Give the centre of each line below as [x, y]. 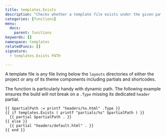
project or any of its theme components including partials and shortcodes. [81, 79]
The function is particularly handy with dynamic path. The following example [83, 89]
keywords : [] [19, 38]
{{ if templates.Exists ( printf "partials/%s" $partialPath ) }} [75, 113]
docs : [15, 28]
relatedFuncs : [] [23, 46]
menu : [11, 23]
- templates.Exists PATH [35, 56]
